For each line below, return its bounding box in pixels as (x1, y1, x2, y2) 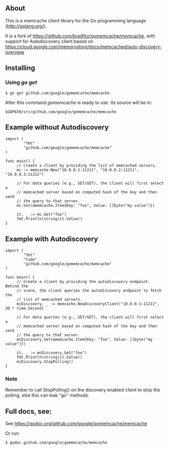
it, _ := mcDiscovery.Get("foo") (16, 350, 87, 356)
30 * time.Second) (5, 306, 44, 311)
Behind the (5, 284, 28, 289)
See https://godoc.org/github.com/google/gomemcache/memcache (5, 421, 148, 427)
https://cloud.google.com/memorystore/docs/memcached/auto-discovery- (5, 43, 162, 50)
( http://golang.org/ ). (5, 23, 47, 29)
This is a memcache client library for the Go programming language (5, 17, 146, 23)
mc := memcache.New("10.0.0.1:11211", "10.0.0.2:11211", (16, 168, 139, 173)
